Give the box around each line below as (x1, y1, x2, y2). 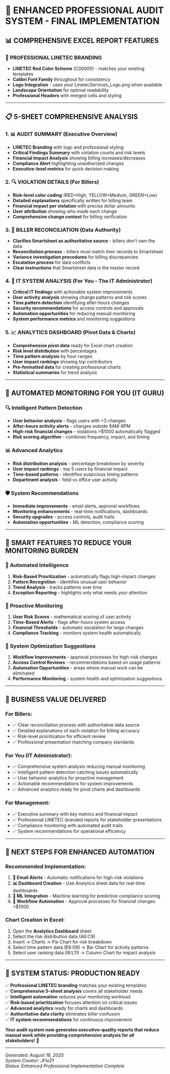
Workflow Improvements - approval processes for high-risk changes (12, 654, 158, 660)
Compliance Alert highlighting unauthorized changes (12, 160, 124, 166)
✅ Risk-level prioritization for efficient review (12, 733, 106, 739)
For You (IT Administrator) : (5, 752, 72, 759)
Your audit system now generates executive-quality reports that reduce (5, 1027, 159, 1033)
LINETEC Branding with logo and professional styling (12, 144, 124, 150)
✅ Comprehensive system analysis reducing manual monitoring (12, 763, 145, 769)
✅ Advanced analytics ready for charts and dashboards (5, 1005, 123, 1012)
